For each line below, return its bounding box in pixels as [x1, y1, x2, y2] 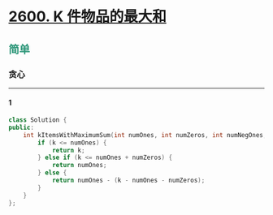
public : [8, 123, 35, 131]
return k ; [51, 146, 85, 154]
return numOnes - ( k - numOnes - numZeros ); [51, 176, 206, 185]
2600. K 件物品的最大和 [8, 7, 167, 26]
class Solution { [8, 116, 67, 124]
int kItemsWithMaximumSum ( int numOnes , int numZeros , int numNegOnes [23, 131, 264, 139]
